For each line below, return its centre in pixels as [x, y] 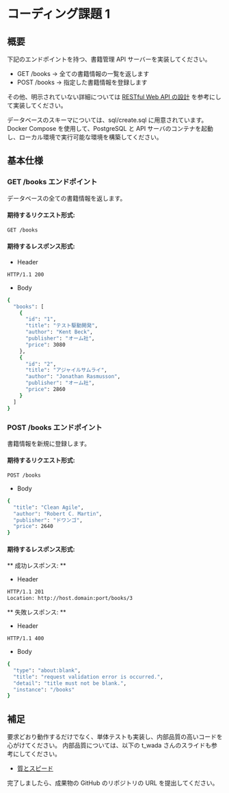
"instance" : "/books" [44, 690]
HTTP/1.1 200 [26, 275]
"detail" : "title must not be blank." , [70, 683]
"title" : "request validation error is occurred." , [89, 677]
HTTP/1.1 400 [26, 639]
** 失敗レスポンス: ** [37, 612]
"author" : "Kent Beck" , [59, 332]
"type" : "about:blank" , [47, 670]
